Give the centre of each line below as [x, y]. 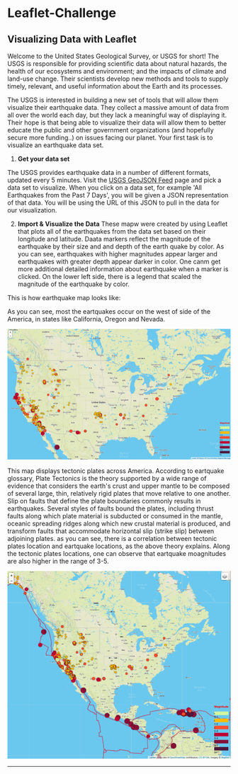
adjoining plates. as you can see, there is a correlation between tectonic [112, 538]
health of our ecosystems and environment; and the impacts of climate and [117, 71]
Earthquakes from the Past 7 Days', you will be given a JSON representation [118, 195]
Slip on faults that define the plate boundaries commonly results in [104, 501]
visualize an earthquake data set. [56, 145]
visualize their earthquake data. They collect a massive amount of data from [118, 107]
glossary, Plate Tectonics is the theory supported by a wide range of [107, 478]
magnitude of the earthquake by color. [73, 284]
